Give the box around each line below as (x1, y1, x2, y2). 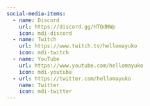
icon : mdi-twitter (19, 88, 72, 95)
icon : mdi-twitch (19, 50, 69, 56)
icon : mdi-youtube (19, 68, 72, 75)
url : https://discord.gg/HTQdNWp (19, 23, 116, 30)
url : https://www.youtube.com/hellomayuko (19, 62, 144, 69)
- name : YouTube (12, 56, 60, 63)
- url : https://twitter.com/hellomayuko (12, 75, 131, 82)
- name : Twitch (12, 36, 57, 43)
